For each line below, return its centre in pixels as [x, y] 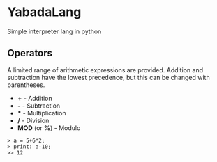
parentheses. [26, 85]
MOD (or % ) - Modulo [49, 128]
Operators [30, 53]
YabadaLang [44, 12]
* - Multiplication [42, 113]
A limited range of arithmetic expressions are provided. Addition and [105, 70]
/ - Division [33, 120]
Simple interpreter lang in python [54, 31]
